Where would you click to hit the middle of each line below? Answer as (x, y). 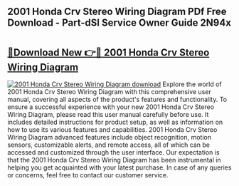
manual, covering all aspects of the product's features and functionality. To (117, 99)
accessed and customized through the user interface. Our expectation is (113, 152)
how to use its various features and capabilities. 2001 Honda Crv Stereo (112, 130)
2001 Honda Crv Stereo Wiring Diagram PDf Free (117, 12)
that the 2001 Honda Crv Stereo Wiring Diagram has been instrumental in (115, 160)
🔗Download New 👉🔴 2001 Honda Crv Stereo (108, 52)
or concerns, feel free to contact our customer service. (88, 175)
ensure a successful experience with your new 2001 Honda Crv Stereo (111, 107)
